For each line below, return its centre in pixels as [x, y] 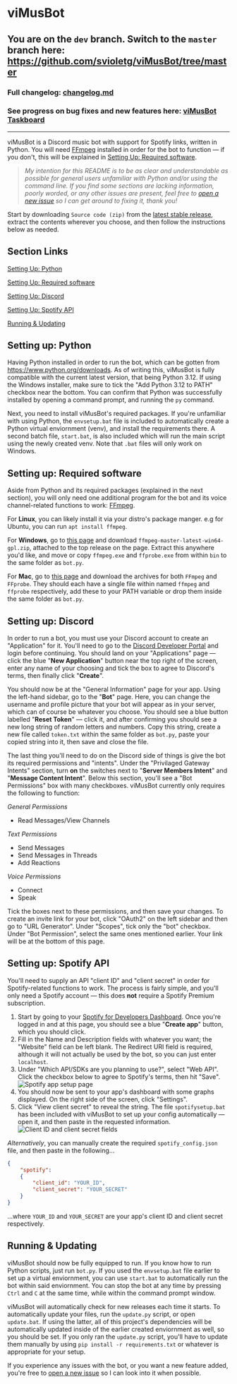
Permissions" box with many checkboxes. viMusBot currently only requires [116, 786]
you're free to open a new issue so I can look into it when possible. [104, 1373]
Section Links [38, 252]
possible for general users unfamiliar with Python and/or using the [121, 178]
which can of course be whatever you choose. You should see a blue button [118, 712]
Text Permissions [32, 834]
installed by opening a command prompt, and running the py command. [111, 400]
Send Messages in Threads [57, 855]
